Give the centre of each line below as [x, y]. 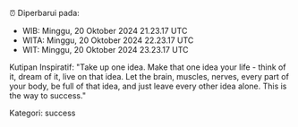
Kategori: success [43, 113]
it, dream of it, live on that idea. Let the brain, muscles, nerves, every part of [149, 76]
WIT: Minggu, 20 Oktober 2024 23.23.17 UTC [106, 50]
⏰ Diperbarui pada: [45, 13]
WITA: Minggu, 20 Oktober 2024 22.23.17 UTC [108, 40]
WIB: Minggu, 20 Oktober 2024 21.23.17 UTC [105, 31]
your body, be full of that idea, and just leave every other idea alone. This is [148, 86]
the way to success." [48, 96]
